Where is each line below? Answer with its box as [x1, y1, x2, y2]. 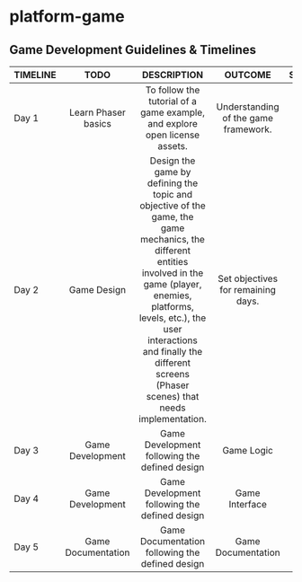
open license [145, 128, 200, 141]
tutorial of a [147, 95, 198, 107]
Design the [149, 154, 196, 167]
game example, [140, 106, 205, 119]
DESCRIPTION [142, 69, 204, 81]
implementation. [138, 413, 207, 425]
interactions [147, 334, 198, 347]
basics [84, 118, 112, 129]
